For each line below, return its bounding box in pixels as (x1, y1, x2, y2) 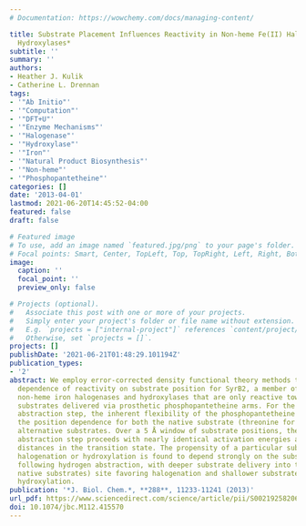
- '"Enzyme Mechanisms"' (9, 123, 104, 132)
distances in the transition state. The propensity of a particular (17, 443, 283, 452)
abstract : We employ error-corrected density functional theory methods (9, 375, 291, 385)
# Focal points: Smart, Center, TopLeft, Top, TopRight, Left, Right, (9, 249, 283, 258)
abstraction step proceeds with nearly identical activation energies (17, 435, 291, 444)
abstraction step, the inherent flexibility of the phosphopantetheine (17, 410, 296, 419)
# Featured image (9, 232, 76, 241)
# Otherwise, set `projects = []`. (9, 333, 153, 342)
